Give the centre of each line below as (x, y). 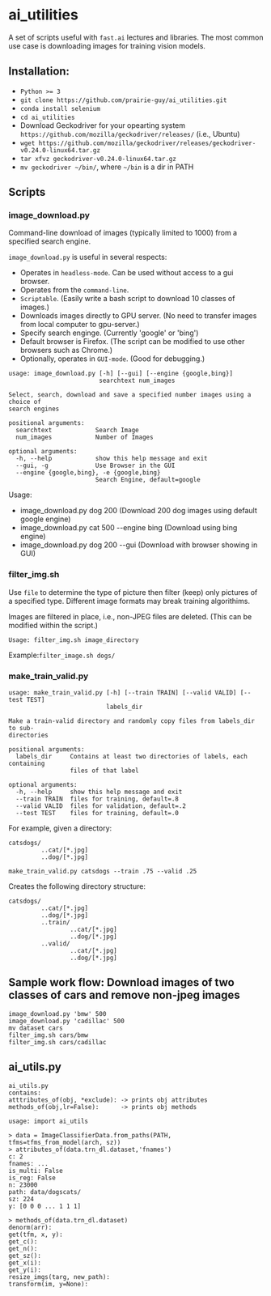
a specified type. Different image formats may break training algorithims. (129, 601)
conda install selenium (60, 108)
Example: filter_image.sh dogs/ (62, 655)
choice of (25, 402)
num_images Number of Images (85, 438)
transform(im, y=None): (49, 1284)
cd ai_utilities (47, 117)
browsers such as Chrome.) (66, 351)
